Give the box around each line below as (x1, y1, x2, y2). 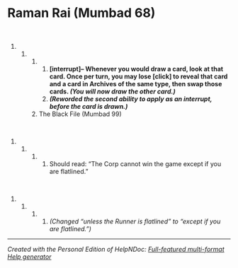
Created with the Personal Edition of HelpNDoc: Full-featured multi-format (7, 245, 225, 253)
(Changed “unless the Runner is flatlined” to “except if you (49, 217, 221, 226)
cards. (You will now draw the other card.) (49, 87, 176, 95)
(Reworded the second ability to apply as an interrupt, (49, 94, 212, 103)
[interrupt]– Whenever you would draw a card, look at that (49, 64, 224, 73)
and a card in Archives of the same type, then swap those (49, 79, 222, 88)
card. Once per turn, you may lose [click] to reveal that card (49, 72, 228, 81)
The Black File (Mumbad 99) (38, 110, 122, 118)
